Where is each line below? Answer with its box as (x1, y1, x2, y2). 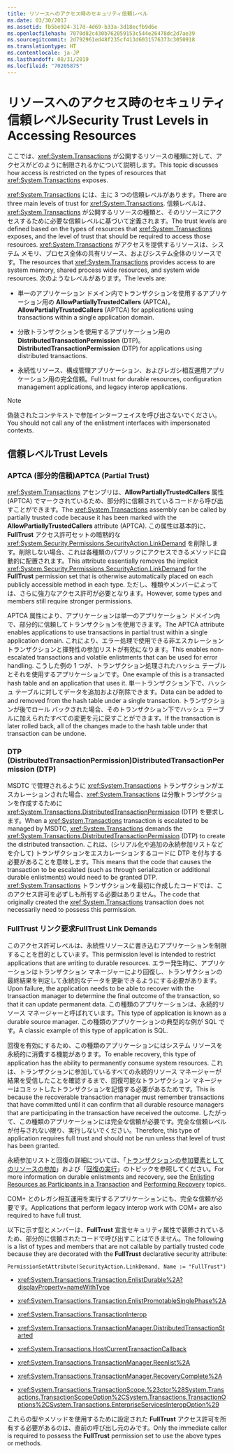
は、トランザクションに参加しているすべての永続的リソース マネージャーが (7, 1067, 222, 1076)
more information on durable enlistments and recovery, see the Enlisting (7, 1172, 214, 1181)
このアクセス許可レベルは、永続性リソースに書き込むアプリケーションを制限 (7, 941, 227, 950)
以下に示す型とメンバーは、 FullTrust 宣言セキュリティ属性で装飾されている (7, 1225, 225, 1234)
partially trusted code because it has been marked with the (7, 513, 177, 522)
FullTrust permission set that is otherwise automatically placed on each (7, 572, 214, 580)
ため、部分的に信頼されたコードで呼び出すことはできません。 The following (7, 1234, 224, 1243)
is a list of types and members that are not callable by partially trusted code (7, 1242, 225, 1250)
